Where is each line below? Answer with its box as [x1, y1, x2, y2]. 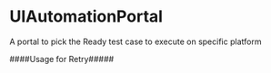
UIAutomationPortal [9, 6, 164, 27]
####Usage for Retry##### [9, 53, 115, 64]
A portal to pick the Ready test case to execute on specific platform [9, 36, 262, 47]
